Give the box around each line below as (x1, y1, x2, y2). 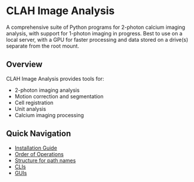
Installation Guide (14, 144, 57, 151)
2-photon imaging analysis (14, 87, 80, 94)
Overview (6, 59, 43, 70)
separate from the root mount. (6, 42, 80, 49)
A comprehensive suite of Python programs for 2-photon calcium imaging (6, 24, 186, 31)
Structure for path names (14, 157, 76, 164)
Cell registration (14, 99, 54, 106)
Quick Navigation (6, 128, 71, 139)
